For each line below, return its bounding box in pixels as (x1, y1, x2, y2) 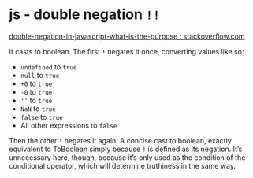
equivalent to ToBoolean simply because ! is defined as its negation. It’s (9, 144, 243, 154)
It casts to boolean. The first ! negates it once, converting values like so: (9, 46, 244, 56)
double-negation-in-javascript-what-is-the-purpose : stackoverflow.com (9, 32, 245, 41)
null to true (20, 70, 60, 80)
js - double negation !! (9, 6, 161, 24)
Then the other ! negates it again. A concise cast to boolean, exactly (9, 135, 232, 145)
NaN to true (20, 104, 56, 113)
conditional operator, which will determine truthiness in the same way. (9, 161, 236, 170)
